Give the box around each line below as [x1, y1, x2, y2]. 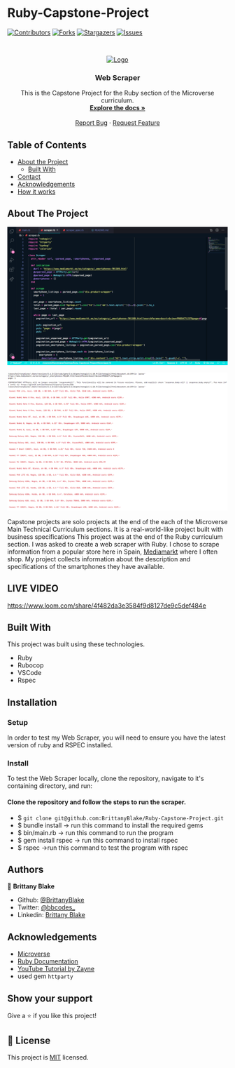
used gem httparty [17, 972, 73, 980]
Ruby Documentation [17, 957, 78, 966]
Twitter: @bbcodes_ [17, 903, 76, 912]
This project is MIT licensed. [7, 1053, 89, 1061]
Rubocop [17, 661, 44, 669]
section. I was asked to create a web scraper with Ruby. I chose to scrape [7, 540, 220, 548]
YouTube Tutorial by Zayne [17, 965, 95, 973]
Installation [7, 696, 57, 708]
